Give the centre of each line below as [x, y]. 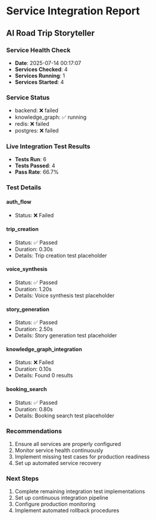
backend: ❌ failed [36, 110]
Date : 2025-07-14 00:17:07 [48, 63]
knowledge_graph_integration [44, 349]
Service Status [28, 97]
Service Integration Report [73, 11]
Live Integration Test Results [48, 146]
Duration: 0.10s [33, 369]
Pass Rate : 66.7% [37, 172]
